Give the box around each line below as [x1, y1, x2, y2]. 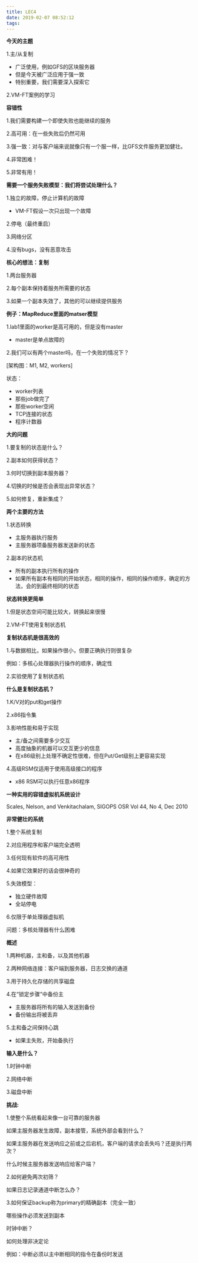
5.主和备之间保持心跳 [6, 1024, 59, 1031]
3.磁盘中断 [6, 1088, 33, 1096]
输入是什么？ [6, 1050, 38, 1057]
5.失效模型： [6, 880, 38, 887]
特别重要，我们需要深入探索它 [15, 78, 90, 85]
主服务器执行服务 [15, 534, 58, 541]
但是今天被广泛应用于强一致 [15, 71, 85, 78]
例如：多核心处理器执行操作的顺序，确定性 [6, 660, 113, 667]
